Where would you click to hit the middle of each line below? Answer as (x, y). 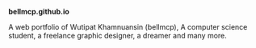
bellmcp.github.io (39, 12)
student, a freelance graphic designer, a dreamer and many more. (118, 36)
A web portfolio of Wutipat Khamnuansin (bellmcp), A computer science (128, 27)
